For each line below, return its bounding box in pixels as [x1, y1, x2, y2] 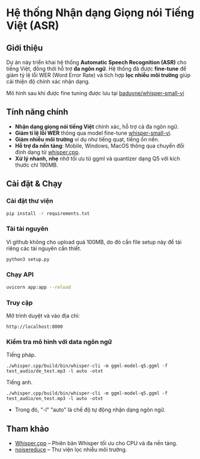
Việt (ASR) [6, 19, 59, 32]
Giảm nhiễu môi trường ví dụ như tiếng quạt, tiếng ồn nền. [14, 135, 160, 143]
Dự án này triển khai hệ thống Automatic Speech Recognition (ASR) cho [6, 59, 187, 66]
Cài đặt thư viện [6, 197, 53, 205]
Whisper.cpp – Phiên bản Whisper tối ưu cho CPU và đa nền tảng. [14, 440, 178, 447]
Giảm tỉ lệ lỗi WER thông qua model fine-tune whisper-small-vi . [14, 129, 172, 137]
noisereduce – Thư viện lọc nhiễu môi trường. [14, 446, 127, 454]
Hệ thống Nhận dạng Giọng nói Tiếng [6, 6, 195, 20]
